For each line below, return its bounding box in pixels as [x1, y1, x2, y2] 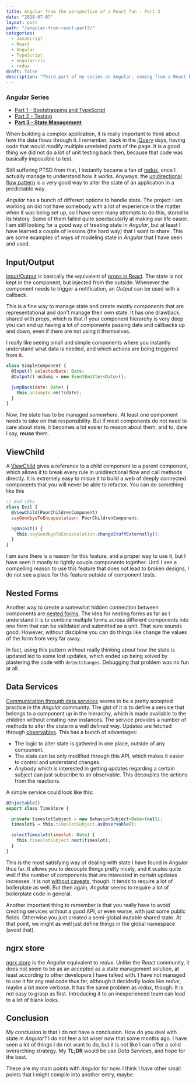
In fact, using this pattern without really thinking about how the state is [6, 646, 175, 653]
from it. [6, 352, 23, 359]
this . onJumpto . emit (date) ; [16, 390, 82, 396]
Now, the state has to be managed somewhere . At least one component [6, 411, 178, 418]
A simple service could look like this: [6, 789, 94, 796]
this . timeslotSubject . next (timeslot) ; [16, 837, 111, 844]
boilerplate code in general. [6, 890, 72, 897]
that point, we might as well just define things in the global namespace [6, 920, 176, 927]
